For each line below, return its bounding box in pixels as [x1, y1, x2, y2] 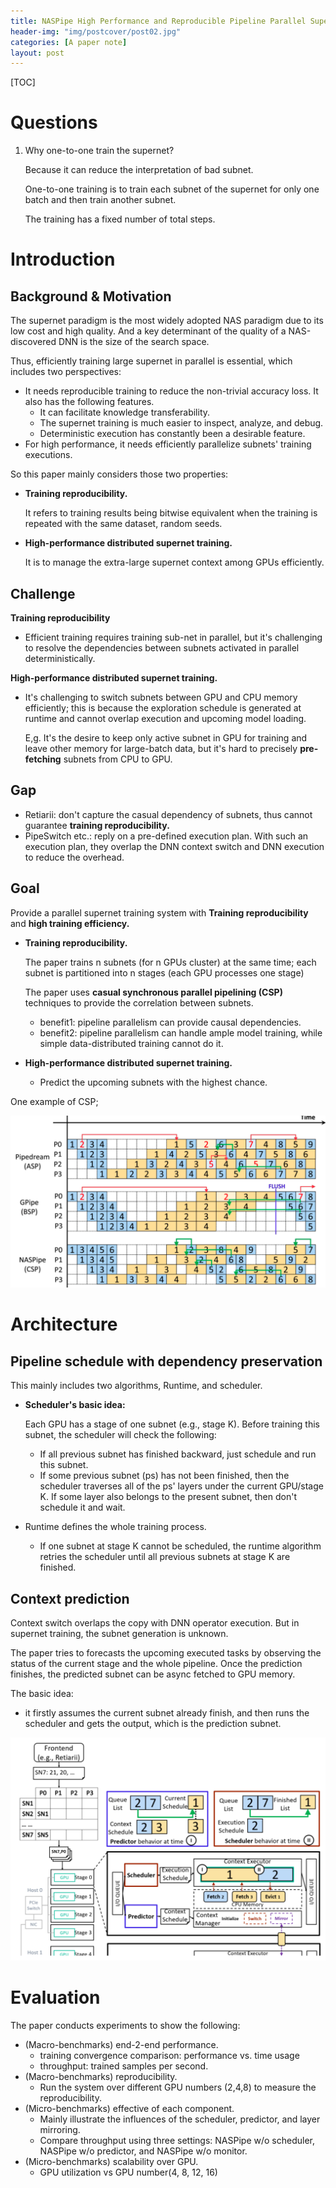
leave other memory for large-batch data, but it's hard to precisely [24, 743, 298, 754]
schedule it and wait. [39, 1501, 126, 1514]
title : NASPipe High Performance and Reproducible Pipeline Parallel [10, 16, 307, 26]
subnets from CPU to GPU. [63, 753, 173, 765]
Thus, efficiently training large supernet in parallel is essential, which [10, 355, 293, 367]
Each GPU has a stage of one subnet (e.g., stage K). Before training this [24, 1418, 320, 1430]
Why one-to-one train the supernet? [24, 145, 175, 157]
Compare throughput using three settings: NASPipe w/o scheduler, [39, 2134, 316, 2146]
